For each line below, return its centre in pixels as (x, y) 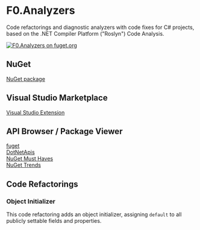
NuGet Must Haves (30, 159)
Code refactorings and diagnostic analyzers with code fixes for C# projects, (100, 27)
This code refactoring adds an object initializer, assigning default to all (94, 214)
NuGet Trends (23, 165)
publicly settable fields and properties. (54, 221)
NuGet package (26, 78)
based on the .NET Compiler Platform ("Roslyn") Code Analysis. (85, 33)
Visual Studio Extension (36, 112)
